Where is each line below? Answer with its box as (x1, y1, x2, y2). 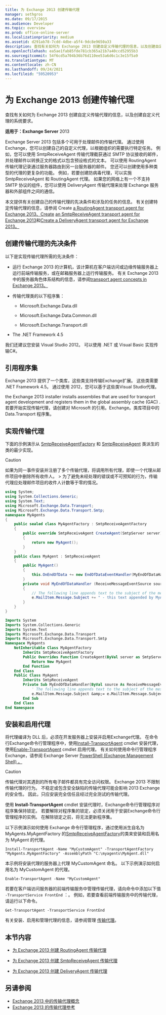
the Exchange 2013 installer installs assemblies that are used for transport (5, 394, 156, 400)
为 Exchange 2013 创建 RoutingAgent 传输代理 (12, 947, 107, 953)
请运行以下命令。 (5, 898, 40, 904)
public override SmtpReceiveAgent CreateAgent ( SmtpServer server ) (23, 531, 163, 536)
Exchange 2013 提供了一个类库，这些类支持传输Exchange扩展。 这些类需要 (5, 378, 159, 383)
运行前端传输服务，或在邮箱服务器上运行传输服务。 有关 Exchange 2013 (12, 270, 159, 276)
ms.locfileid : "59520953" (5, 72, 58, 77)
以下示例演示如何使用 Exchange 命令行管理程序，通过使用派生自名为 (5, 825, 145, 831)
